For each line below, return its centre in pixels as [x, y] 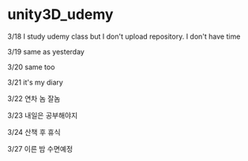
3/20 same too [31, 67]
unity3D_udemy [60, 15]
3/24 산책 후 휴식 [34, 132]
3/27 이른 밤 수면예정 [40, 148]
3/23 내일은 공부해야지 [43, 115]
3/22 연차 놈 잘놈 [34, 98]
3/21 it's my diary [36, 82]
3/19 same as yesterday [46, 51]
